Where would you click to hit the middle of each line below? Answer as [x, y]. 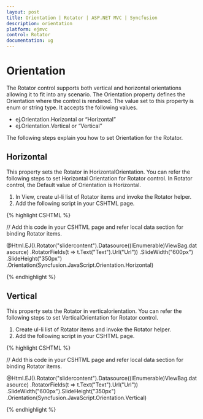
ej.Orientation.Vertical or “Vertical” [59, 126]
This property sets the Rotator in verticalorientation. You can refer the [94, 311]
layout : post [23, 12]
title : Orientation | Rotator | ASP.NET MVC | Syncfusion [82, 18]
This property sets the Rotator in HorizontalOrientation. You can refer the [98, 172]
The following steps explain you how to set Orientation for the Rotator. [95, 137]
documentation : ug [30, 40]
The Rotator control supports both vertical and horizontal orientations [94, 88]
